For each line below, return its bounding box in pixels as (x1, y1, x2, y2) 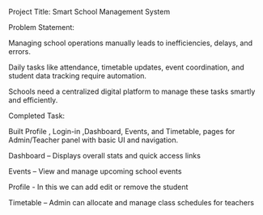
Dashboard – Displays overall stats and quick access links (8, 151, 201, 160)
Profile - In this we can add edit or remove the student (8, 182, 189, 192)
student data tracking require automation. (8, 71, 147, 80)
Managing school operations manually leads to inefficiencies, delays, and (8, 38, 253, 48)
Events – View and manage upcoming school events (8, 167, 182, 176)
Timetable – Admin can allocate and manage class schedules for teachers (8, 198, 255, 207)
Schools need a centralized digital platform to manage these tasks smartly (8, 86, 256, 96)
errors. (8, 47, 31, 56)
